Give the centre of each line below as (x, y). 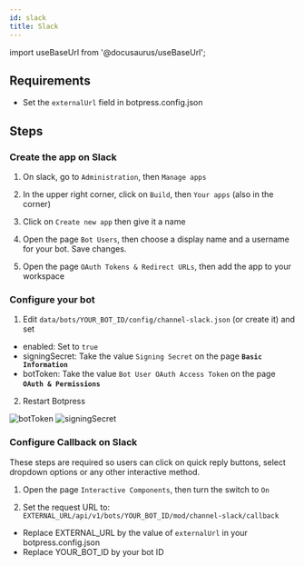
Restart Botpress (54, 402)
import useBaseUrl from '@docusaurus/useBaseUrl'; (108, 52)
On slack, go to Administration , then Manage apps (114, 177)
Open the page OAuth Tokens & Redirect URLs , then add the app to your (157, 266)
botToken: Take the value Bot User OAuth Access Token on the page (149, 374)
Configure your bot (52, 299)
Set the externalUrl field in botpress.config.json (113, 103)
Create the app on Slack (63, 157)
